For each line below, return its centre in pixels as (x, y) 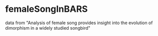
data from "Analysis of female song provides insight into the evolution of (79, 23)
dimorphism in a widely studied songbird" (48, 28)
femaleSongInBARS (46, 9)
